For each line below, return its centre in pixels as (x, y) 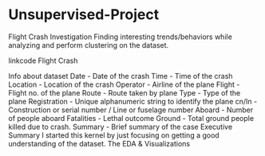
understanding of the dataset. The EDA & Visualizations (99, 143)
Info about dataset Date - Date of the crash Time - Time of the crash (121, 76)
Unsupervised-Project (84, 15)
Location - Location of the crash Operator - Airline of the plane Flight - (124, 84)
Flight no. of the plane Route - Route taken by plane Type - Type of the (125, 92)
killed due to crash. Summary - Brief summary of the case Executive (121, 127)
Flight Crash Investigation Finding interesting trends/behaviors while (121, 37)
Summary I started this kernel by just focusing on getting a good (114, 135)
